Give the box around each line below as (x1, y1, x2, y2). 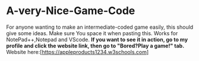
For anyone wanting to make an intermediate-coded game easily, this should (6, 23, 194, 30)
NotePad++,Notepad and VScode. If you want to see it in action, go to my (6, 36, 188, 43)
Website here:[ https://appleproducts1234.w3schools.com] (6, 48, 149, 55)
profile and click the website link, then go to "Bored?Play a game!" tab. (6, 42, 185, 49)
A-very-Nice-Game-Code (6, 4, 135, 18)
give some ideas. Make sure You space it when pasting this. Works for (6, 29, 178, 36)
